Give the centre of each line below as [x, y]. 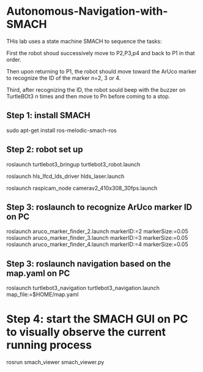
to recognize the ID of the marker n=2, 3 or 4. [64, 78]
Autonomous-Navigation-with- [87, 11]
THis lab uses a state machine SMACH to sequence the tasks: [84, 41]
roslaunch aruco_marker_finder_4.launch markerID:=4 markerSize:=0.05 [97, 244]
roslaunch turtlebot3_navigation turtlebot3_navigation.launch [83, 288]
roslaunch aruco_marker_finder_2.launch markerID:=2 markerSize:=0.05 [97, 231]
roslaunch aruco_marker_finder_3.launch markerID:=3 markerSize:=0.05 [97, 238]
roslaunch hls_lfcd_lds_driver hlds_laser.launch [65, 176]
